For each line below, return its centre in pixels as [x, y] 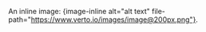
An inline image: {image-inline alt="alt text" [79, 11]
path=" [20, 20]
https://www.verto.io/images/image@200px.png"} [113, 20]
